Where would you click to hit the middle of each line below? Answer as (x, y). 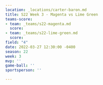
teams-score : (19, 19)
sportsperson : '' (23, 70)
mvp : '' (13, 61)
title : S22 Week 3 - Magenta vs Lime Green (52, 14)
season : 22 (17, 51)
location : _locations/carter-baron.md (46, 10)
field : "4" (17, 42)
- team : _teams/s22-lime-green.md (42, 33)
